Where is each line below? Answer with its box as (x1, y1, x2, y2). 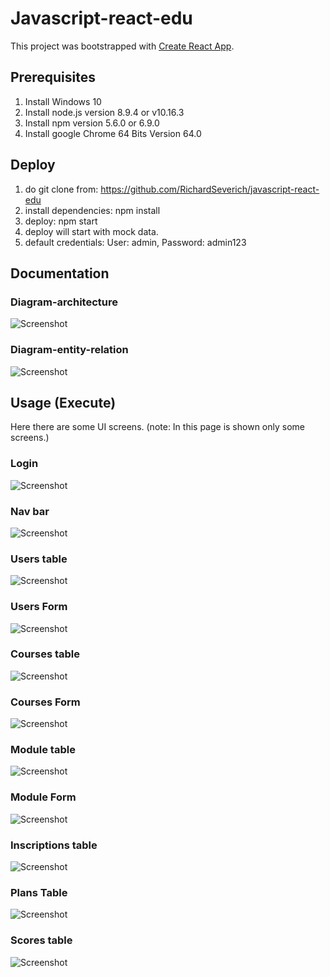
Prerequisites (10, 69, 96, 86)
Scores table (10, 933, 73, 947)
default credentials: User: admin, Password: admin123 (24, 236, 247, 248)
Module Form (10, 790, 77, 804)
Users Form (10, 600, 68, 614)
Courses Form (10, 695, 81, 709)
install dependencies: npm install (24, 204, 161, 216)
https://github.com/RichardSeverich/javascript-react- (100, 183, 320, 195)
